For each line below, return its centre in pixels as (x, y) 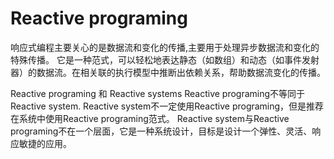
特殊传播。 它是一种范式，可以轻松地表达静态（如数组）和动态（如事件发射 (165, 59)
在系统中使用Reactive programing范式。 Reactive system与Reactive (150, 118)
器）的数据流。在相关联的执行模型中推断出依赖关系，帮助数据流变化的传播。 (168, 72)
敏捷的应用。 (45, 143)
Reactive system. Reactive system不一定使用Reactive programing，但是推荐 (167, 106)
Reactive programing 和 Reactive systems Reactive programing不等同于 (158, 93)
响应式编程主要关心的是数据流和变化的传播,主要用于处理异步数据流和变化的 (165, 47)
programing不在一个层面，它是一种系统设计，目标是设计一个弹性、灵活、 (161, 131)
